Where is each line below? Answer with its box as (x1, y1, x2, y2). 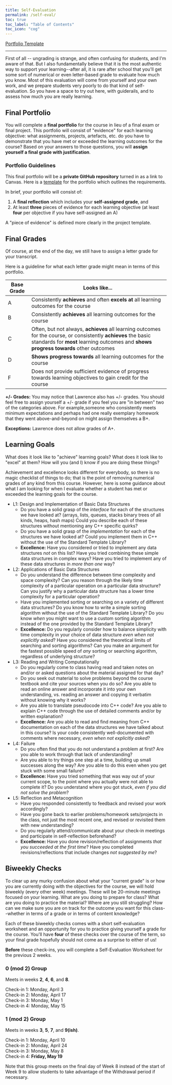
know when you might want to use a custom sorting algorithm (20, 615, 151, 621)
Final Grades (5, 234, 47, 243)
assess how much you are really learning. (5, 93, 93, 100)
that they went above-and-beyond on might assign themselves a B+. (5, 415, 150, 422)
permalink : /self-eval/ (5, 12, 56, 17)
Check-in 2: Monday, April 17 (5, 992, 66, 998)
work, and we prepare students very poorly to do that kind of (5, 82, 134, 89)
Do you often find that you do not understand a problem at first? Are (20, 746, 164, 752)
